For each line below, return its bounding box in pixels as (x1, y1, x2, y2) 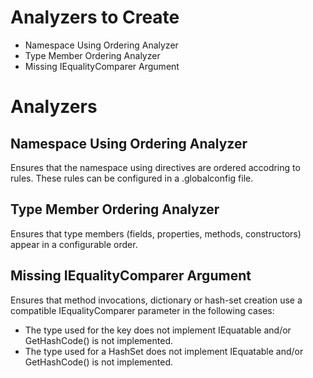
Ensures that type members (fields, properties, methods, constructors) (10, 227, 302, 240)
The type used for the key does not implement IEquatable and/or (24, 324, 292, 336)
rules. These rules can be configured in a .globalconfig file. (10, 172, 254, 184)
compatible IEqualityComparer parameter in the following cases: (10, 304, 275, 316)
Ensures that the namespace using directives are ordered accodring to (10, 161, 301, 173)
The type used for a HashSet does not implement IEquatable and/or (24, 345, 304, 357)
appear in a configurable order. (10, 238, 138, 250)
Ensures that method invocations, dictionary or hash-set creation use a (10, 294, 303, 306)
